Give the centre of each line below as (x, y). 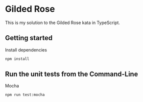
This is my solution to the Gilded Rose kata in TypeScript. (62, 23)
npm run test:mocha (25, 95)
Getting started (29, 38)
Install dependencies (26, 50)
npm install (17, 59)
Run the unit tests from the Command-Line (71, 74)
